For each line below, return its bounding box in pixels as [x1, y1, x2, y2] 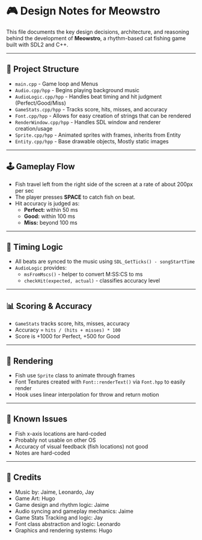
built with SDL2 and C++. [6, 41, 69, 48]
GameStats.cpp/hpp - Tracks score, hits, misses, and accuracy [14, 105, 168, 113]
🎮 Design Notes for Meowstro [6, 4, 161, 18]
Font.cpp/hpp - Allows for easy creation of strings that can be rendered [14, 112, 191, 119]
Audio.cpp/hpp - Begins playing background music [14, 86, 140, 93]
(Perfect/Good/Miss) [14, 99, 66, 107]
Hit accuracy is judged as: [14, 199, 80, 207]
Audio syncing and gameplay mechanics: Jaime [14, 507, 133, 515]
